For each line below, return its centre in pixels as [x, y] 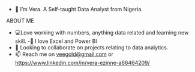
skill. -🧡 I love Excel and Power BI [56, 41]
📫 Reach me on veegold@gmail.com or [64, 54]
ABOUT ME [20, 21]
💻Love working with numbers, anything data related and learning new [102, 32]
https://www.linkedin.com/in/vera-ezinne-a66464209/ [82, 63]
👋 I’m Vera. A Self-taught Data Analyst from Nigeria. [79, 9]
